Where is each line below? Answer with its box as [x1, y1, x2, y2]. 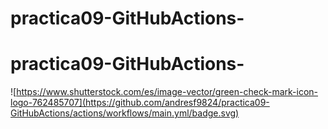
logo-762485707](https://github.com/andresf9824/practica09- [10, 97, 270, 109]
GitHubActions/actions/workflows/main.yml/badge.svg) [10, 107, 240, 119]
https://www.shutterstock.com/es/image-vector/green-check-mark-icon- [16, 86, 318, 98]
